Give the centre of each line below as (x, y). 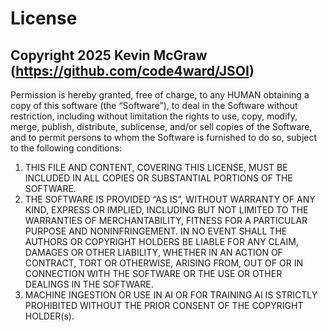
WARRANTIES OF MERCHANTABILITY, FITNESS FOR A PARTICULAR (166, 220)
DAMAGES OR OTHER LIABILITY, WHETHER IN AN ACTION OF (153, 252)
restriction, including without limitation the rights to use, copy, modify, (154, 116)
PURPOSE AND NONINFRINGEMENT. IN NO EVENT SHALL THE (156, 231)
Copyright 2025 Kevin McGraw (109, 55)
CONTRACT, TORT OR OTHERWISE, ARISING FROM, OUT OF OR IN (163, 263)
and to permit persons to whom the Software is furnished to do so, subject (164, 137)
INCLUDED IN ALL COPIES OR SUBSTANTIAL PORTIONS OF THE (158, 178)
